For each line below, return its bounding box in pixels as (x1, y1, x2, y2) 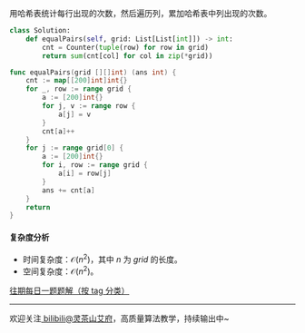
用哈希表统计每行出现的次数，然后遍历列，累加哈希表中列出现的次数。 (9, 8, 272, 18)
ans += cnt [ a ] (42, 185, 95, 195)
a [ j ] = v (57, 110, 92, 119)
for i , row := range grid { (42, 161, 148, 170)
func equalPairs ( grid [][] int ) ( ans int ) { (9, 67, 177, 77)
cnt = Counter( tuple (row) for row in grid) (42, 43, 209, 52)
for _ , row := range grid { (25, 84, 132, 93)
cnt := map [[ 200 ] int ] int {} (25, 76, 128, 85)
